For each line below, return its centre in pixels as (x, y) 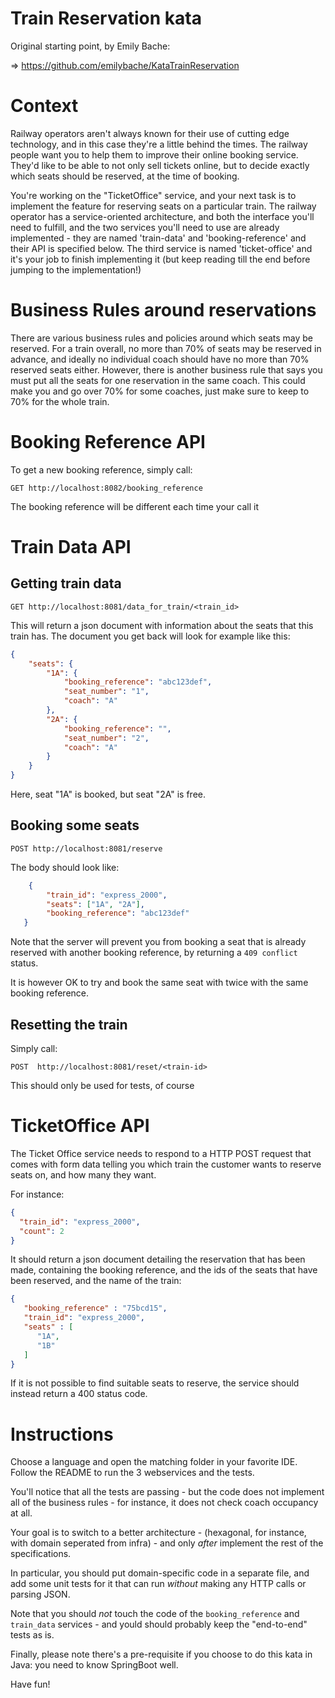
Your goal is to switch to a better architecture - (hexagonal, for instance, (158, 1533)
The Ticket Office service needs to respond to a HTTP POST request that (161, 1153)
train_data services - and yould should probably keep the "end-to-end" (159, 1624)
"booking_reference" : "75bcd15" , (95, 1308)
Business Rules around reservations (163, 310)
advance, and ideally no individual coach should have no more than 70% (160, 359)
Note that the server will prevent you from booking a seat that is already (158, 942)
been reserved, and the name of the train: (96, 1281)
